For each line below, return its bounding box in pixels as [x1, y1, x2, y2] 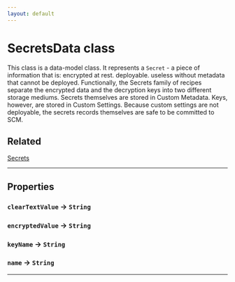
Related [7, 135, 42, 147]
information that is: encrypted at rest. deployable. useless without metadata [7, 70, 225, 79]
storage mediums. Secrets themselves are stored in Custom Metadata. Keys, [7, 93, 228, 101]
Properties [7, 181, 55, 193]
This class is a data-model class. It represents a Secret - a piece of [7, 64, 201, 72]
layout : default [7, 10, 55, 17]
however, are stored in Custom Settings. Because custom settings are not [7, 101, 219, 109]
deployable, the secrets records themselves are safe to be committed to [7, 107, 215, 116]
